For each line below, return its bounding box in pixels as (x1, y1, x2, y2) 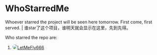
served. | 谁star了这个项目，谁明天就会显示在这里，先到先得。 (5, 25, 131, 31)
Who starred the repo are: (5, 35, 57, 40)
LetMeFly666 (17, 44, 44, 50)
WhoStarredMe (5, 3, 70, 14)
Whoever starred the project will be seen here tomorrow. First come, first (5, 19, 153, 25)
